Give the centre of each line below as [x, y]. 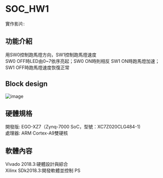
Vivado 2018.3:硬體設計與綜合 [37, 164]
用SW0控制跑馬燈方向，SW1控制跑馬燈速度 [51, 55]
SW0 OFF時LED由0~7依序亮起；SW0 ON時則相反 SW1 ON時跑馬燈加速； [83, 61]
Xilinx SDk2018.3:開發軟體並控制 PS [43, 171]
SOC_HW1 [27, 9]
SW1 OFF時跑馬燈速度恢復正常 [37, 68]
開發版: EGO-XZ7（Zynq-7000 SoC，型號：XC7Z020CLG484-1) [73, 127]
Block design [26, 84]
